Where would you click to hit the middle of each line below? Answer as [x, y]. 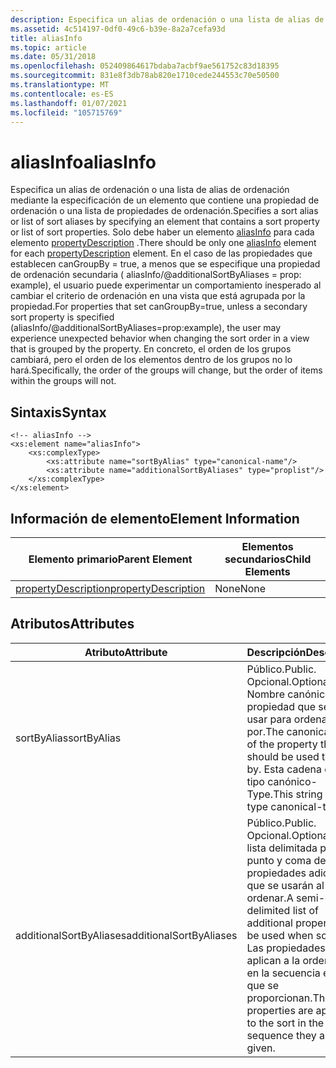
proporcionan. [279, 998]
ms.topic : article [48, 47]
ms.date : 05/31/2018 [53, 57]
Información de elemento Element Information [155, 518]
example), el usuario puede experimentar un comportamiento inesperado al [166, 285]
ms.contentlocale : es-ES [62, 94]
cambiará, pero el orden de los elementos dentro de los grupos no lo [151, 360]
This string [298, 794]
